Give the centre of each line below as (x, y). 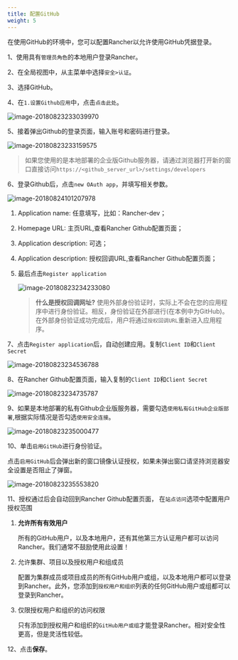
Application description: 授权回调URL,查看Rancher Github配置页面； (117, 258)
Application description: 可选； (63, 243)
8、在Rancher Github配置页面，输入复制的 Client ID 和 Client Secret (108, 379)
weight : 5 (22, 21)
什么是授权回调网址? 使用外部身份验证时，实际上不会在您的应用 (128, 302)
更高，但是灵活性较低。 (52, 634)
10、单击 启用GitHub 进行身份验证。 (57, 446)
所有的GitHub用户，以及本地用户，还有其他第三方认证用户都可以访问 (118, 538)
